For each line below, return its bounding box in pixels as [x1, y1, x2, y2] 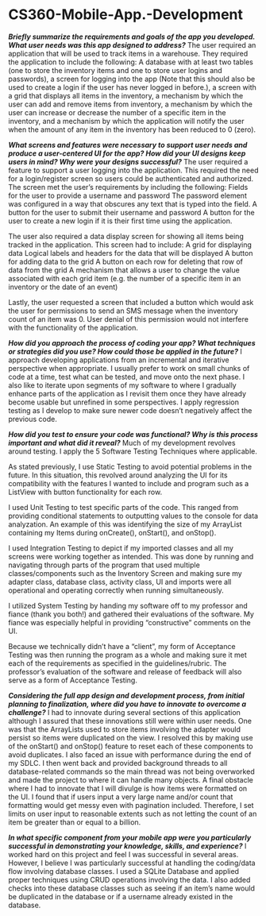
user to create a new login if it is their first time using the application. [8, 216, 233, 226]
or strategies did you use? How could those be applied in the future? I [8, 346, 242, 356]
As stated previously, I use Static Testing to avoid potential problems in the [8, 462, 253, 471]
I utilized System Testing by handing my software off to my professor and [8, 601, 248, 610]
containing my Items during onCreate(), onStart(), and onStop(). [8, 528, 217, 537]
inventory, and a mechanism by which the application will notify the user [8, 116, 245, 126]
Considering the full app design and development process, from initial [8, 690, 245, 700]
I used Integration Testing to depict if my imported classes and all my [8, 543, 234, 553]
